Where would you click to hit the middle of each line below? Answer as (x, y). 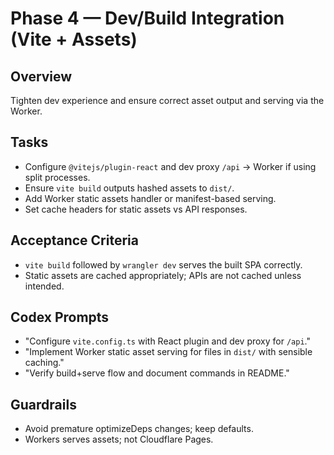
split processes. (57, 177)
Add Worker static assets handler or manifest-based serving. (150, 198)
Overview (41, 76)
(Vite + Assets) (74, 39)
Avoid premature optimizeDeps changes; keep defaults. (139, 429)
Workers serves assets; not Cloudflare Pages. (119, 439)
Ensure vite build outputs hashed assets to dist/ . (129, 188)
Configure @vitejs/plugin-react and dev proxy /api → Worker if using (170, 166)
